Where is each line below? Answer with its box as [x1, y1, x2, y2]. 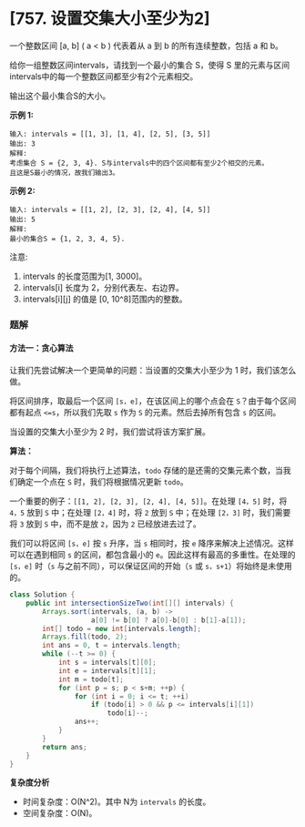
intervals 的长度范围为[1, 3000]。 [22, 271, 147, 281]
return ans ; [42, 742, 88, 751]
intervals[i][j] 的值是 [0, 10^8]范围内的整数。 [22, 293, 188, 304]
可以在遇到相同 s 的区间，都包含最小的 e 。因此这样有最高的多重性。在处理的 [9, 549, 296, 560]
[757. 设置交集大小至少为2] [9, 8, 211, 29]
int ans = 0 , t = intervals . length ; [42, 641, 181, 650]
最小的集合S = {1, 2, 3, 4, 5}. [9, 234, 126, 243]
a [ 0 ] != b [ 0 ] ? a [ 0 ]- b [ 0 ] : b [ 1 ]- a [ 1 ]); [90, 616, 247, 625]
